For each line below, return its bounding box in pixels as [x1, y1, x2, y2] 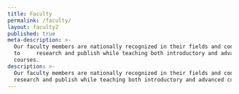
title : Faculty [7, 10, 53, 18]
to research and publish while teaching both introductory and [14, 50, 218, 57]
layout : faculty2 [7, 23, 59, 30]
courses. [14, 57, 40, 64]
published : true [7, 30, 55, 37]
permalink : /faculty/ [7, 17, 72, 24]
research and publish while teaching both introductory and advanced [14, 76, 224, 83]
